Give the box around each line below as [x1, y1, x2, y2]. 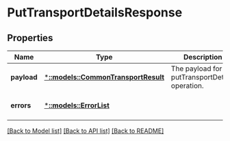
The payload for [170, 64, 222, 73]
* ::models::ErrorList [44, 101, 110, 110]
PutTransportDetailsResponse [7, 5, 183, 21]
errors [10, 101, 31, 110]
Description [183, 53, 222, 62]
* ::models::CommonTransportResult [44, 73, 165, 81]
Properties [7, 32, 53, 44]
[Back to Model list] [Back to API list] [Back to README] [7, 127, 164, 135]
